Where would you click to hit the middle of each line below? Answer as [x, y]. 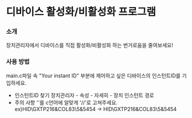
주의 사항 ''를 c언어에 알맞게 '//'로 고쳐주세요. [66, 102]
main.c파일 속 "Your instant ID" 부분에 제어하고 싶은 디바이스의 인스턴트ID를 [93, 76]
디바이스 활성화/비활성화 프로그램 [81, 12]
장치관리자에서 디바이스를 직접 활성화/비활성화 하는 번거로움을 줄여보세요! [90, 45]
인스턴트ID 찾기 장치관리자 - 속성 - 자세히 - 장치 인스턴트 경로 [84, 95]
